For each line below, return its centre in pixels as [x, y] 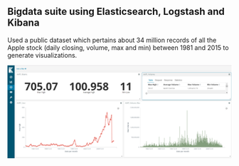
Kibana [23, 23]
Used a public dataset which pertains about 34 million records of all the [112, 40]
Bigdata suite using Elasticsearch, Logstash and [116, 12]
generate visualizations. [42, 55]
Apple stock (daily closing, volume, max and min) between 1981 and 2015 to [118, 47]
